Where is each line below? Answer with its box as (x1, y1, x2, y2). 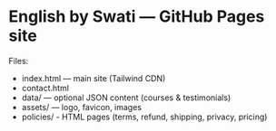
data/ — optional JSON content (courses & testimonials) (21, 92, 232, 103)
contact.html (21, 82, 70, 93)
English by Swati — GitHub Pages (8, 6, 265, 27)
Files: (8, 55, 29, 66)
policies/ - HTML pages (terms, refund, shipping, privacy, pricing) (21, 111, 268, 122)
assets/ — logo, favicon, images (21, 101, 143, 112)
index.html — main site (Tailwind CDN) (21, 72, 166, 83)
